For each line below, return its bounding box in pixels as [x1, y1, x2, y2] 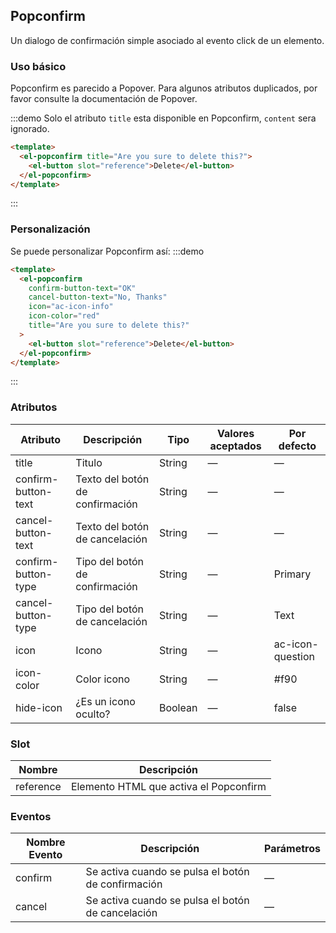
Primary [273, 567, 312, 581]
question [273, 649, 315, 663]
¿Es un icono [75, 694, 136, 708]
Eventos [10, 809, 52, 823]
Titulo [75, 455, 103, 469]
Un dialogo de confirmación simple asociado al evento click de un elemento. [10, 34, 325, 46]
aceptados [209, 439, 262, 453]
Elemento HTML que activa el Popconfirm [70, 780, 267, 793]
